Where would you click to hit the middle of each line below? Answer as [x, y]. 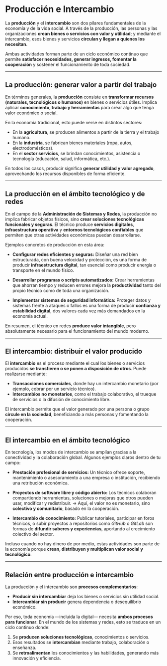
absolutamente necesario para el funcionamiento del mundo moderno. [77, 331]
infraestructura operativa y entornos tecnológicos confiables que [74, 229]
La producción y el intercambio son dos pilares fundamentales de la [76, 23]
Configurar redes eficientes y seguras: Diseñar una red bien [75, 254]
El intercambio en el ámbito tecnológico [68, 440]
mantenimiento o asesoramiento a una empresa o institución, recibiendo [86, 478]
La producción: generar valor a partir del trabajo [81, 85]
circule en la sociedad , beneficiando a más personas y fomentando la [77, 415]
